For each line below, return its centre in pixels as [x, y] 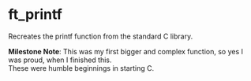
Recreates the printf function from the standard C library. [101, 36]
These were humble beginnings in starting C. [81, 68]
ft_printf [36, 15]
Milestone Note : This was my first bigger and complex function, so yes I [126, 51]
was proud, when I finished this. [60, 60]
